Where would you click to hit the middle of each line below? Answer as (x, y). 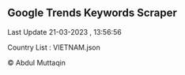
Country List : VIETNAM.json (54, 47)
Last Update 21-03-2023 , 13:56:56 (64, 32)
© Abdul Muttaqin (37, 62)
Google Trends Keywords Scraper (92, 13)
